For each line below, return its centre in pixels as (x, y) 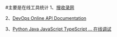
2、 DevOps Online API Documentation (46, 18)
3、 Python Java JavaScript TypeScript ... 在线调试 (59, 29)
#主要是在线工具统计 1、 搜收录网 (40, 7)
